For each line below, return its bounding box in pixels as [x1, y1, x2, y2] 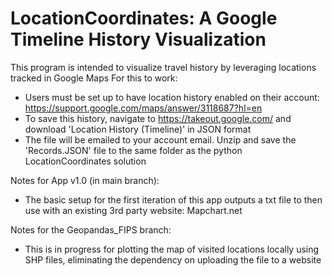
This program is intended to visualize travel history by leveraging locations [10, 61, 317, 73]
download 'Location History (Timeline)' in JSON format [24, 123, 252, 135]
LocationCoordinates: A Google [10, 7, 278, 30]
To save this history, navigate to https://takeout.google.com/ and [24, 112, 292, 124]
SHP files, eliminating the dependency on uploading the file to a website [24, 253, 322, 266]
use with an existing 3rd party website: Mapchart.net [24, 204, 243, 216]
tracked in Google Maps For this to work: [10, 72, 178, 84]
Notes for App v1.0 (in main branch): [10, 174, 160, 186]
